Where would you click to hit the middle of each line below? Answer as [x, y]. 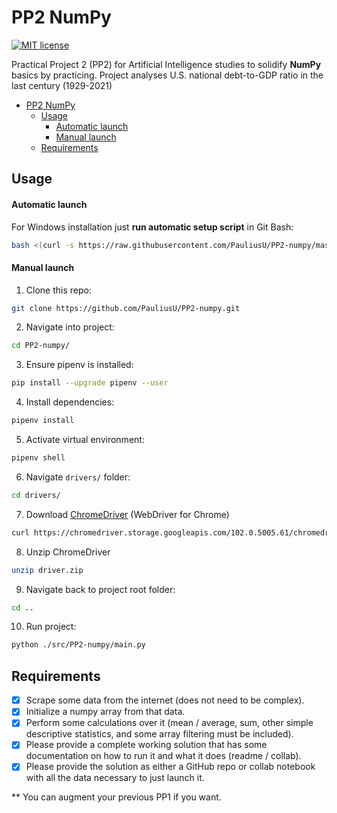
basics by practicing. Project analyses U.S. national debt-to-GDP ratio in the [167, 75]
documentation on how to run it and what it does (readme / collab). [163, 756]
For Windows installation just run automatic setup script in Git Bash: [152, 227]
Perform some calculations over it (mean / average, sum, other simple [169, 723]
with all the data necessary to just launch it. [115, 778]
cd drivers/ [36, 495]
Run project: [51, 627]
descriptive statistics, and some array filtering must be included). [159, 734]
